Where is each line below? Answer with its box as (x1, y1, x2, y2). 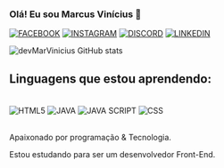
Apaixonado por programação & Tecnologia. (9, 132, 172, 142)
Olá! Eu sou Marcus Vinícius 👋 (9, 8, 142, 20)
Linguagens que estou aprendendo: (9, 71, 212, 86)
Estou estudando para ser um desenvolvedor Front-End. (9, 148, 216, 159)
